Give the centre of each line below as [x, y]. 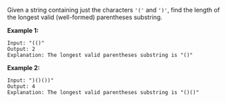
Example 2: [23, 68]
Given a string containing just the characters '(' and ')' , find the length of [113, 10]
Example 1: [23, 31]
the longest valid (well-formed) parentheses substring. [85, 17]
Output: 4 [21, 87]
